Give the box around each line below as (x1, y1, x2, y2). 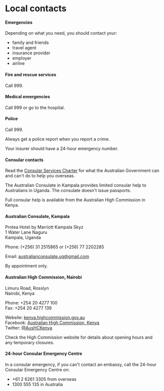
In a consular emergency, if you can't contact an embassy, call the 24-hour (5, 361, 157, 367)
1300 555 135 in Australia (12, 381, 63, 387)
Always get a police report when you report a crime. (5, 136, 110, 142)
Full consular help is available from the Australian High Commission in (5, 197, 145, 203)
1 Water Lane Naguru (5, 229, 47, 235)
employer (12, 55, 32, 61)
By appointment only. (5, 263, 48, 269)
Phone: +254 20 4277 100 (5, 300, 58, 305)
